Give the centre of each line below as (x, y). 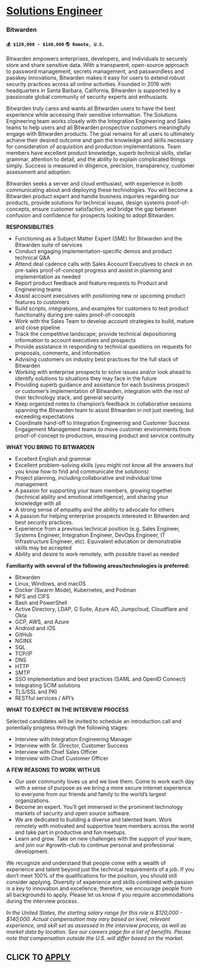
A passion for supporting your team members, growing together (94, 491)
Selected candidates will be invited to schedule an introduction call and (94, 722)
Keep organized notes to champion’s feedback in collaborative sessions (103, 404)
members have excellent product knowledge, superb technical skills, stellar (99, 153)
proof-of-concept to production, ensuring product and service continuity (104, 436)
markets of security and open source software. (73, 813)
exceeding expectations (44, 416)
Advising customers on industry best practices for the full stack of (96, 360)
